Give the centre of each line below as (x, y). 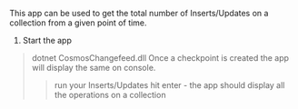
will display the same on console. (94, 68)
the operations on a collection (110, 95)
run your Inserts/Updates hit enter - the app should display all (169, 85)
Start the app (47, 40)
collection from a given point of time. (78, 23)
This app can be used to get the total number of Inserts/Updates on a (139, 13)
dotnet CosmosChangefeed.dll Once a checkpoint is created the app (160, 58)
